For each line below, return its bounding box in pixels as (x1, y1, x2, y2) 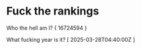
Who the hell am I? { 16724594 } (6, 24, 87, 31)
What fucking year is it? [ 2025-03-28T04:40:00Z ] (6, 36, 136, 43)
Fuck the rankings (6, 4, 99, 18)
